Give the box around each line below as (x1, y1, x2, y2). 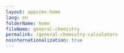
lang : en (5, 15, 28, 21)
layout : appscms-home (5, 9, 61, 15)
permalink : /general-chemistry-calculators (5, 32, 119, 38)
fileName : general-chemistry (5, 26, 80, 32)
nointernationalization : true (5, 37, 83, 43)
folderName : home (5, 20, 50, 26)
